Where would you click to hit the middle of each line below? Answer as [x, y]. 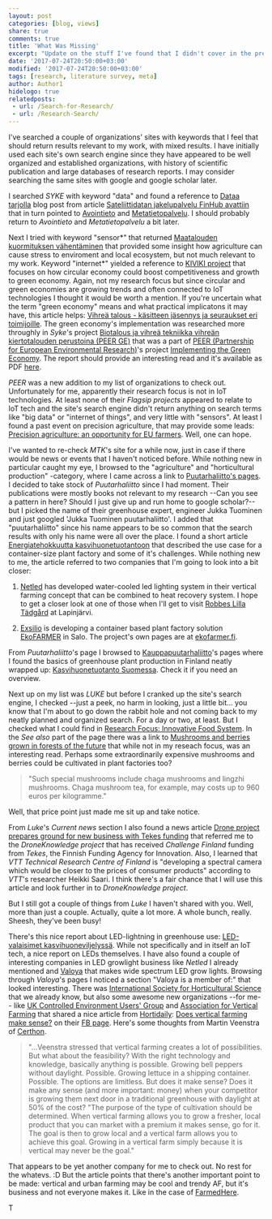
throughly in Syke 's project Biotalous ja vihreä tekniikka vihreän [114, 332]
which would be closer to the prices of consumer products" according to [130, 870]
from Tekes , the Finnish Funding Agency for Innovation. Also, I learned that [133, 853]
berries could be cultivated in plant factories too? [90, 763]
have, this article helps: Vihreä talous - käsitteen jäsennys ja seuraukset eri [133, 315]
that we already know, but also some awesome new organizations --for [127, 997]
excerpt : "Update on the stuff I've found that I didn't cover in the [130, 54]
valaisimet [25, 945]
